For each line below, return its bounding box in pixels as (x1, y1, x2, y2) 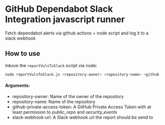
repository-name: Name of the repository (12, 99, 96, 104)
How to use (5, 50, 40, 58)
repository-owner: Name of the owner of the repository (12, 93, 124, 99)
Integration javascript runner (5, 14, 125, 25)
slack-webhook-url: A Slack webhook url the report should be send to (12, 114, 153, 120)
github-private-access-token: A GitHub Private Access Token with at (12, 104, 151, 110)
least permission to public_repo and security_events (12, 109, 117, 115)
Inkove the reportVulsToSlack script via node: (5, 62, 97, 68)
